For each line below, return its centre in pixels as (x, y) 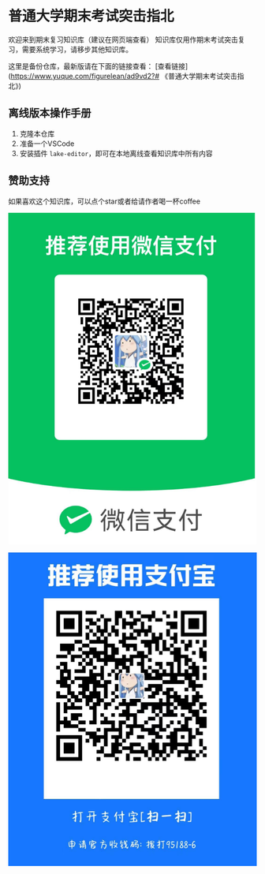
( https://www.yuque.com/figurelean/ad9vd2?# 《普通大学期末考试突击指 (126, 76)
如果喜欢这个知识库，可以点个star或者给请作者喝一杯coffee (105, 201)
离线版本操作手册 (50, 113)
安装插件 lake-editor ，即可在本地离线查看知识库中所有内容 (116, 153)
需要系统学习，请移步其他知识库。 (77, 49)
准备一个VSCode (47, 144)
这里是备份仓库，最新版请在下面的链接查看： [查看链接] (98, 66)
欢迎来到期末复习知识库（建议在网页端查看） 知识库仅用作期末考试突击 (123, 39)
